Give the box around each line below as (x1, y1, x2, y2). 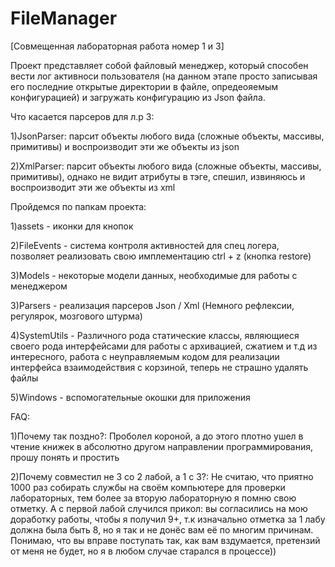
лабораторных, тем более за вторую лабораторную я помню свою (10, 492, 297, 504)
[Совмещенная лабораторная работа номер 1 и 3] (10, 40, 225, 52)
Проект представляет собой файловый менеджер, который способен (10, 59, 309, 71)
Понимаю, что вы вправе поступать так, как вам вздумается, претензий (10, 534, 321, 546)
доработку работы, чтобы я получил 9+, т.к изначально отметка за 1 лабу (10, 513, 326, 525)
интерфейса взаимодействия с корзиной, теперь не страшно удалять (10, 361, 309, 373)
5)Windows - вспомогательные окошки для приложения (10, 391, 251, 403)
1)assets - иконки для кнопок (10, 220, 134, 232)
